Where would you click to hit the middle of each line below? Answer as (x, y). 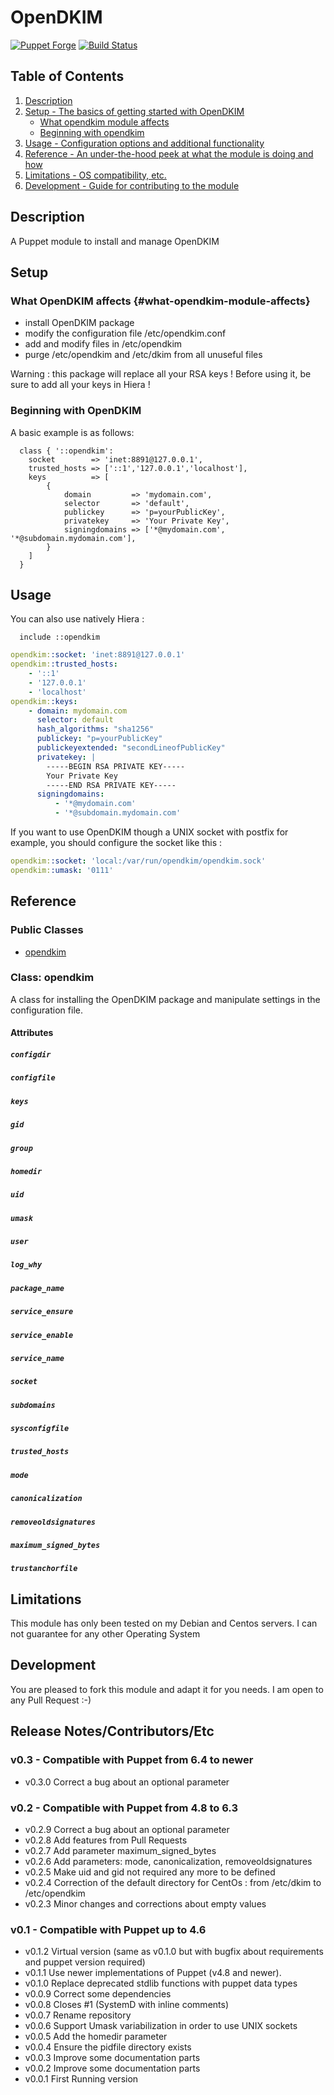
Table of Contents (67, 76)
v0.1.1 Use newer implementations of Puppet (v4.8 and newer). (153, 1973)
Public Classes (47, 930)
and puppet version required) (85, 1962)
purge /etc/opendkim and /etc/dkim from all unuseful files (143, 355)
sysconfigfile (40, 1429)
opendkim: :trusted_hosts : (64, 664)
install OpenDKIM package (79, 323)
